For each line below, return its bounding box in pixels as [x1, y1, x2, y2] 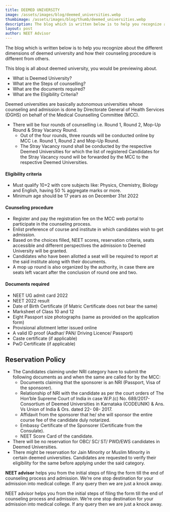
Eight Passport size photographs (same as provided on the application [12, 314, 159, 320]
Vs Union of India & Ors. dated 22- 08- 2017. [20, 406, 113, 412]
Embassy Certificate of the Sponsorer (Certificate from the [20, 422, 143, 429]
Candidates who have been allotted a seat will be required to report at [12, 253, 158, 260]
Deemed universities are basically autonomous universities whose [5, 101, 143, 107]
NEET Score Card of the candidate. [20, 433, 94, 439]
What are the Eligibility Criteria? [12, 92, 78, 97]
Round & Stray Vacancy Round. [12, 127, 78, 133]
